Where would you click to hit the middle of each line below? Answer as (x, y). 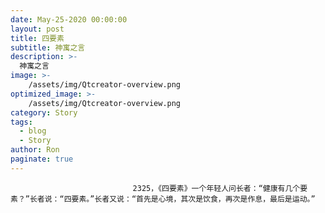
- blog (33, 131)
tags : (21, 122)
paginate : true (42, 159)
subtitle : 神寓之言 (48, 47)
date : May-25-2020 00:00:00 (69, 19)
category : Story (44, 112)
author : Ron (35, 150)
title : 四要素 (37, 38)
